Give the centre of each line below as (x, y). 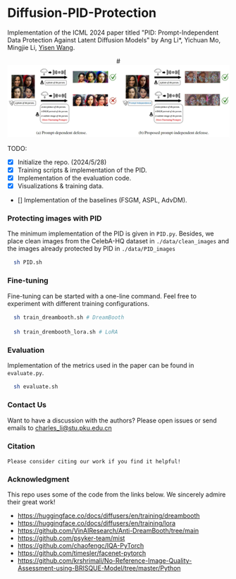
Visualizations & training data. (61, 186)
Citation (21, 446)
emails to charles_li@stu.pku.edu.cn (60, 427)
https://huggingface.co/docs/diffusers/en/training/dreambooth (108, 516)
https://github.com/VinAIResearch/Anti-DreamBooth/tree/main (108, 531)
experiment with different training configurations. (79, 303)
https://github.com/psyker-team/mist (71, 538)
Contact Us (27, 405)
